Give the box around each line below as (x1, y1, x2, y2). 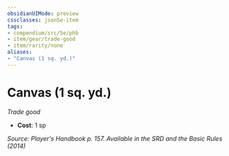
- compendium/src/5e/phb (7, 29, 79, 37)
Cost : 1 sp (17, 121, 46, 129)
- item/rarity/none (7, 42, 64, 49)
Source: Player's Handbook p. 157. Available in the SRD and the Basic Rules (7, 134, 223, 142)
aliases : (7, 49, 33, 56)
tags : (7, 23, 23, 30)
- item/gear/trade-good (7, 36, 76, 43)
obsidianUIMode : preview (7, 10, 79, 17)
